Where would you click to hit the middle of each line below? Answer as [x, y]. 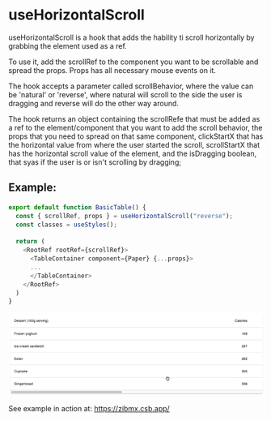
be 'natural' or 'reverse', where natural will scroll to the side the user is [125, 94]
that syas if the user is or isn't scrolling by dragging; [95, 162]
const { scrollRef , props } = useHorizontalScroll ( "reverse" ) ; [124, 216]
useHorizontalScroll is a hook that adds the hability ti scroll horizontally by [131, 37]
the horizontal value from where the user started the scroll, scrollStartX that [134, 144]
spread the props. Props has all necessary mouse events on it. [112, 70]
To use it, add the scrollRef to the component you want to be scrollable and [133, 62]
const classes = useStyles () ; [66, 225]
